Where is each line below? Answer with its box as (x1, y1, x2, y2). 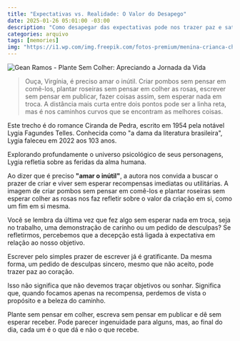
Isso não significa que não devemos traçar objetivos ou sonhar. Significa (7, 281, 221, 290)
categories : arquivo (7, 30, 69, 38)
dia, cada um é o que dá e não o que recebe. (7, 325, 139, 334)
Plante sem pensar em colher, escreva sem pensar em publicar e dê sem (7, 310, 221, 318)
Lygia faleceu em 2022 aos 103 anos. (7, 136, 117, 145)
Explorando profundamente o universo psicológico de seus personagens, (7, 151, 224, 158)
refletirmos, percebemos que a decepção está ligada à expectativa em (7, 231, 216, 239)
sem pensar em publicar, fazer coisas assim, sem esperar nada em (24, 92, 222, 101)
